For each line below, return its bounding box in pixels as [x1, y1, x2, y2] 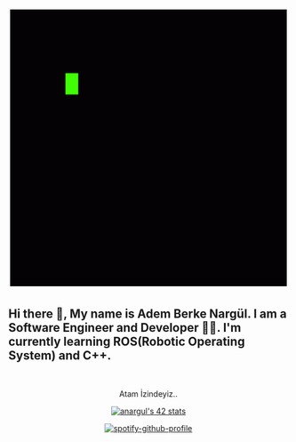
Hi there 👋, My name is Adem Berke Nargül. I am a [8, 306, 287, 321]
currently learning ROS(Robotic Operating [8, 334, 245, 349]
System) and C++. [8, 348, 112, 363]
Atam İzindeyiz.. [118, 389, 179, 399]
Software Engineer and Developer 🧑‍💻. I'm [8, 320, 242, 335]
